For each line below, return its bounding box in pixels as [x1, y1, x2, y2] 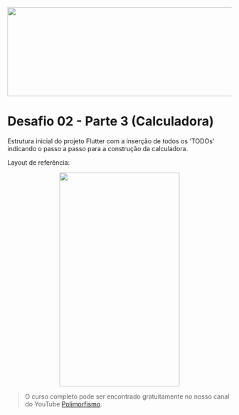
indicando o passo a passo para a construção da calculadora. [7, 144, 188, 153]
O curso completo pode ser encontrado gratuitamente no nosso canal [24, 392, 230, 401]
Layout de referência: [7, 158, 70, 167]
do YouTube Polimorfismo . [24, 399, 102, 408]
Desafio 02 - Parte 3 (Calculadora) [7, 113, 214, 130]
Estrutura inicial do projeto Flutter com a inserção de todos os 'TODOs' [7, 136, 215, 145]
